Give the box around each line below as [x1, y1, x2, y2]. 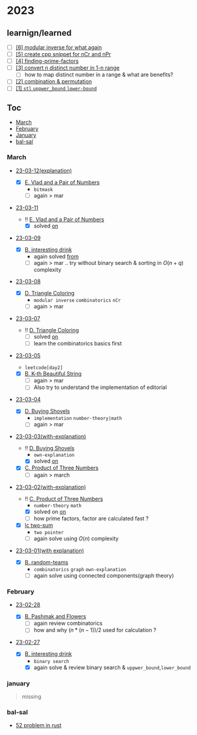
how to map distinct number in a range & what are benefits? [24, 71, 173, 79]
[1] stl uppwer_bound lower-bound [15, 85, 97, 92]
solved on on [33, 508, 66, 515]
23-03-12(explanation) [15, 167, 72, 174]
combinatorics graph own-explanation [33, 566, 126, 572]
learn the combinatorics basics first [33, 340, 122, 347]
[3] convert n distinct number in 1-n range [15, 64, 120, 71]
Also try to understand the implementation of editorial [33, 384, 167, 391]
